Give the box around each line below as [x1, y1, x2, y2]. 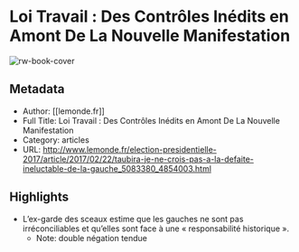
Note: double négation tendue [35, 232, 147, 243]
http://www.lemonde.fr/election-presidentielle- [42, 144, 217, 154]
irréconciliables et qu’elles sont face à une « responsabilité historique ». [22, 223, 290, 234]
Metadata [9, 81, 65, 97]
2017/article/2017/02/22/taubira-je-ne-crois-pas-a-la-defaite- [22, 154, 255, 164]
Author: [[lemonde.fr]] [22, 106, 106, 117]
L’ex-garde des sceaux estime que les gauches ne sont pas [22, 213, 244, 224]
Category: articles [22, 134, 90, 145]
